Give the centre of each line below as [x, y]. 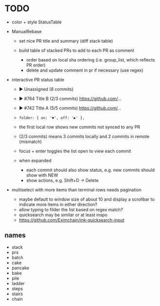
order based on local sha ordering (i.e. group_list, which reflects [90, 60]
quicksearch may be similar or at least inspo [63, 215]
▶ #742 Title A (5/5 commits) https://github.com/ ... [70, 108]
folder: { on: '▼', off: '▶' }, [52, 118]
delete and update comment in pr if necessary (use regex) [85, 70]
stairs [17, 294]
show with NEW [42, 175]
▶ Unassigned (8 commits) [46, 89]
